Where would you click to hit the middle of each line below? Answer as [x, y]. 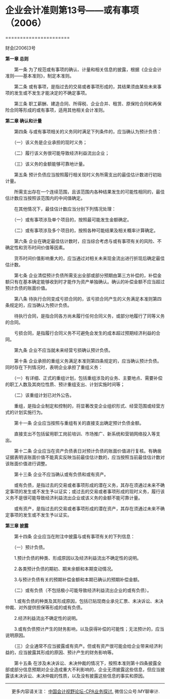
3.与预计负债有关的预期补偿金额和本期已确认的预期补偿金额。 [78, 579]
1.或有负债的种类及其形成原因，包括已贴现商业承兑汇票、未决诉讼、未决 [89, 601]
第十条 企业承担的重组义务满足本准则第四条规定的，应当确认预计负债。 [88, 361]
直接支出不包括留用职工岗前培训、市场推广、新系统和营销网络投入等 [85, 433]
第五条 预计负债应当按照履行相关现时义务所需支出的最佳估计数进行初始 [88, 174]
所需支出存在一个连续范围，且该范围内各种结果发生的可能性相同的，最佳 [89, 192]
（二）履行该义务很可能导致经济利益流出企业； [62, 153]
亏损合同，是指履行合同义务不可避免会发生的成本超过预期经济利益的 [85, 333]
